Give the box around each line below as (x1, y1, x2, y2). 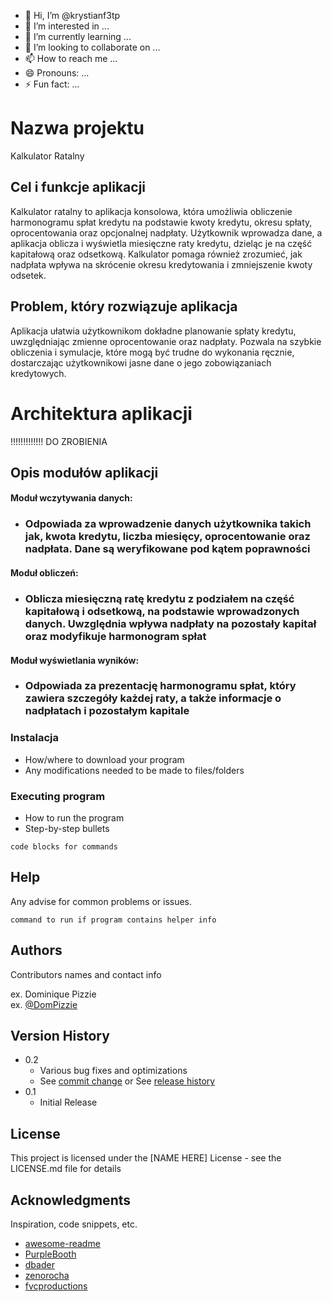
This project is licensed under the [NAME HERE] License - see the (10, 1152, 282, 1164)
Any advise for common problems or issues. (10, 895, 193, 907)
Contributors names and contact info (10, 968, 162, 980)
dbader (24, 1259, 55, 1271)
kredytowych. (10, 367, 67, 379)
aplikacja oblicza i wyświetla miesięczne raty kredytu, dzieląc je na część (10, 237, 313, 249)
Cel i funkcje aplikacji (10, 179, 147, 196)
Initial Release (39, 1096, 98, 1109)
